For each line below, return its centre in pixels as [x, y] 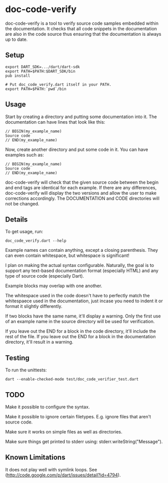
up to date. [16, 39]
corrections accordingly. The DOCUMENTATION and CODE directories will [82, 198]
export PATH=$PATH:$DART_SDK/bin [40, 71]
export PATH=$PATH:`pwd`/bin [36, 89]
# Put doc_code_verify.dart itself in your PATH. [59, 84]
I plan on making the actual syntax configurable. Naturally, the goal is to [80, 265]
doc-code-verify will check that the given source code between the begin [82, 182]
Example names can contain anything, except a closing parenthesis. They [82, 250]
